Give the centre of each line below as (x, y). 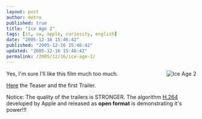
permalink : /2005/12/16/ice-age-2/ (51, 56)
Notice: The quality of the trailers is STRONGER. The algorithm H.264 (92, 97)
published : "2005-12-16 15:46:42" (50, 46)
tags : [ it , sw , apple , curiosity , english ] (62, 34)
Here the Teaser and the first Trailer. (51, 85)
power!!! (17, 109)
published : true (27, 23)
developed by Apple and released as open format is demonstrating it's (94, 103)
